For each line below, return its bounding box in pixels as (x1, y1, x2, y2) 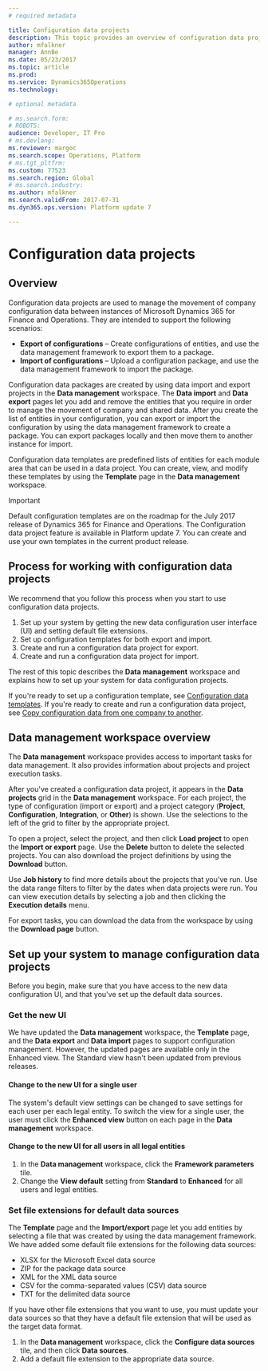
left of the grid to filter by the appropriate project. (8, 818, 170, 828)
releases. (8, 1062, 38, 1071)
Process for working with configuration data (8, 560, 233, 574)
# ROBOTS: (8, 121, 41, 130)
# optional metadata (8, 100, 77, 108)
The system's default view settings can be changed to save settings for (8, 1098, 243, 1107)
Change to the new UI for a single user (8, 1080, 137, 1090)
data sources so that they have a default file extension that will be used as (8, 1313, 252, 1323)
